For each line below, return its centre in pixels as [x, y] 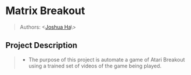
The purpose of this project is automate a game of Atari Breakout [107, 59]
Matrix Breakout [45, 11]
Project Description [41, 45]
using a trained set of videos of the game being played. [95, 66]
